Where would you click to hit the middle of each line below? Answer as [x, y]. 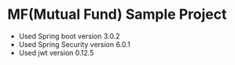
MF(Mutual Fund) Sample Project [117, 14]
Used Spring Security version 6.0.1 [74, 44]
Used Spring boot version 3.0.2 [69, 36]
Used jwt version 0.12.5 [56, 52]
